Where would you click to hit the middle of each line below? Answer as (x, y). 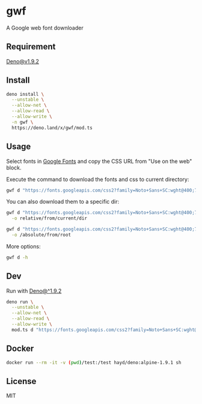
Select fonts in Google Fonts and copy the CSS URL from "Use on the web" (99, 161)
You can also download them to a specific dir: (63, 202)
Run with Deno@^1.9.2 (34, 291)
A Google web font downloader (45, 28)
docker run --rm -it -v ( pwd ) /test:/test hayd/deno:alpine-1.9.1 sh (94, 362)
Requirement (31, 47)
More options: (23, 246)
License (21, 381)
